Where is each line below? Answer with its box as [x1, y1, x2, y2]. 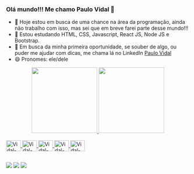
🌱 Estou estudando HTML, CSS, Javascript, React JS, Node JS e [14, 31, 170, 38]
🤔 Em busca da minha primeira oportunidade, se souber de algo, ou [14, 43, 177, 50]
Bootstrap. [14, 37, 40, 44]
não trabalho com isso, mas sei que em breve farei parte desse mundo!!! [14, 25, 188, 32]
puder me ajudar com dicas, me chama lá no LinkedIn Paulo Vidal [14, 50, 172, 57]
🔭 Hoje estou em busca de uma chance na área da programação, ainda [14, 19, 185, 26]
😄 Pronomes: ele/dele [14, 55, 69, 63]
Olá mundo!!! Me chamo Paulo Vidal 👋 [6, 5, 115, 13]
